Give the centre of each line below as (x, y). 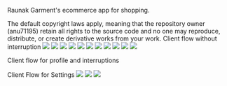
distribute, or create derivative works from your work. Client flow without (112, 38)
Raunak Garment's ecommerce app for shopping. (78, 10)
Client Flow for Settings (41, 75)
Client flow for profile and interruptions (63, 60)
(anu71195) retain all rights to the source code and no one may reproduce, (114, 31)
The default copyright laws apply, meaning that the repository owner (106, 23)
